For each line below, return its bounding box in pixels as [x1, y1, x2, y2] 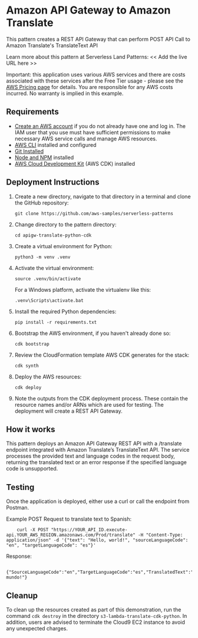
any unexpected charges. [6, 625, 68, 632]
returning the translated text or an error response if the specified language [6, 459, 187, 466]
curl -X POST [16, 527, 49, 533]
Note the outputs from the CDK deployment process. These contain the [14, 394, 189, 402]
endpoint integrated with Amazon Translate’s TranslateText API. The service [6, 446, 190, 453]
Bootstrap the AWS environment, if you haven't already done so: [14, 330, 171, 337]
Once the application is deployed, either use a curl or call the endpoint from [6, 498, 190, 505]
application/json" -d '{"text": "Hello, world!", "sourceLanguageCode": [6, 537, 189, 543]
